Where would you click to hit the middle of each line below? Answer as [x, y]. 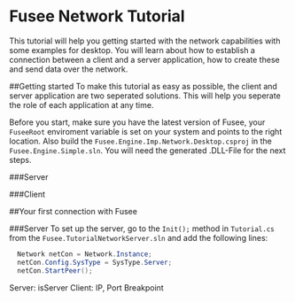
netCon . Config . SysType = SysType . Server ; [95, 262]
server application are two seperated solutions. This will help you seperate [145, 96]
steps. [20, 159]
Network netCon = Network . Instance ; [85, 254]
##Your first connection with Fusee [73, 211]
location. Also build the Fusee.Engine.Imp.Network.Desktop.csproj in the [141, 141]
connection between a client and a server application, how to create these [145, 59]
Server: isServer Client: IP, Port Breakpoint [86, 287]
